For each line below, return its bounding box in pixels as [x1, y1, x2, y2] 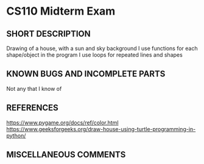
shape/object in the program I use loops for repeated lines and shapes [6, 51, 183, 59]
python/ [6, 132, 26, 139]
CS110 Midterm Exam [6, 4, 116, 18]
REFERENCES [6, 102, 59, 113]
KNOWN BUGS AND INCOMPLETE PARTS [6, 69, 166, 79]
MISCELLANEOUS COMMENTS [6, 149, 126, 160]
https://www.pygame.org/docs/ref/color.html [6, 119, 119, 126]
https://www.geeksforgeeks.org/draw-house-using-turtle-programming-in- [6, 125, 196, 132]
